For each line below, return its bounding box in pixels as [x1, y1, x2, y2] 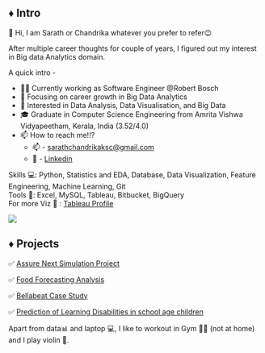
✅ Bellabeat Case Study [8, 290, 88, 301]
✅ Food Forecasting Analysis [8, 274, 105, 284]
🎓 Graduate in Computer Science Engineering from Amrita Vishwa [19, 109, 244, 119]
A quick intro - [8, 68, 57, 77]
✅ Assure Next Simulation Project [8, 258, 120, 268]
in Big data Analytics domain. [8, 52, 105, 61]
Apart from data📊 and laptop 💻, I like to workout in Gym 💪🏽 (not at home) [8, 323, 255, 333]
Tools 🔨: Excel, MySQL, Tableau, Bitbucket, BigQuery [8, 189, 184, 200]
